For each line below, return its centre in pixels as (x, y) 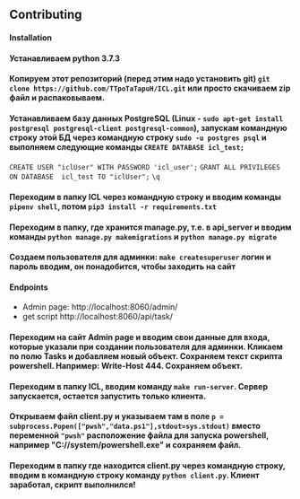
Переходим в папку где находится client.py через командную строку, (147, 465)
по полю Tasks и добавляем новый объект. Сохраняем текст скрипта (146, 356)
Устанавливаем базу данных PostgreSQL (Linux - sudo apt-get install (146, 118)
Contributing (46, 15)
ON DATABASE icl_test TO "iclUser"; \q (85, 177)
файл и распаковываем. (57, 98)
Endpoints (29, 287)
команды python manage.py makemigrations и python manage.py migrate (143, 236)
